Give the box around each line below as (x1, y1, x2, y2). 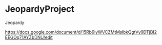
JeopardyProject (5, 3, 75, 15)
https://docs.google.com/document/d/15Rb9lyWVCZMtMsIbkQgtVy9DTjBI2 (5, 29, 157, 35)
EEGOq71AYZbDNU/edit (5, 34, 53, 40)
